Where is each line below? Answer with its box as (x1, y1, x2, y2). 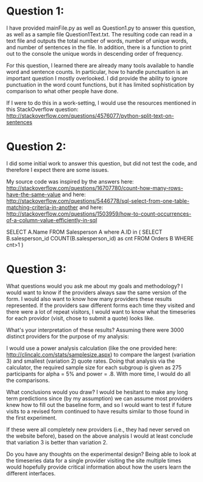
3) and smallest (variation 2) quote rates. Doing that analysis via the (6, 357, 175, 365)
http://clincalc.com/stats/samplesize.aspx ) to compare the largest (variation (6, 351, 196, 358)
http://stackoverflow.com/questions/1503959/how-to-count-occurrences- (6, 210, 192, 217)
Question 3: (6, 262, 67, 276)
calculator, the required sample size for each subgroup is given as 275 (6, 363, 182, 371)
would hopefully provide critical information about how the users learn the (6, 463, 191, 470)
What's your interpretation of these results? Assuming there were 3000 (6, 326, 184, 334)
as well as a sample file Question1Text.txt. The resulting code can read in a (6, 30, 193, 38)
